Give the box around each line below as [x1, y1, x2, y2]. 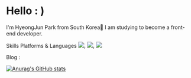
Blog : [6, 53, 21, 60]
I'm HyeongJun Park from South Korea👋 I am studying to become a [6, 24, 170, 31]
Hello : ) [6, 4, 45, 18]
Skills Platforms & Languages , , [6, 42, 95, 49]
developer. [17, 30, 43, 37]
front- [170, 24, 185, 31]
